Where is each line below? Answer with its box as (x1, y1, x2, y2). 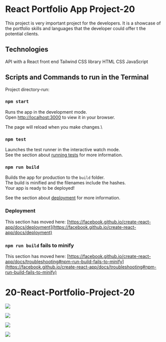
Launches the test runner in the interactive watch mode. (5, 147, 121, 153)
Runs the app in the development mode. (5, 109, 87, 115)
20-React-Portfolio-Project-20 (5, 287, 135, 298)
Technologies (5, 45, 49, 54)
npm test (5, 136, 26, 142)
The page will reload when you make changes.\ (5, 124, 103, 130)
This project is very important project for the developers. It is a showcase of (5, 20, 161, 26)
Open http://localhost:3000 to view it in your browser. (5, 114, 116, 120)
